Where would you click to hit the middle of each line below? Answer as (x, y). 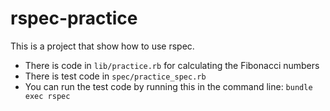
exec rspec (47, 96)
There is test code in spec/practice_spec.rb (115, 76)
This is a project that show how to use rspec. (102, 46)
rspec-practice (74, 18)
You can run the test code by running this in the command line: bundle (168, 86)
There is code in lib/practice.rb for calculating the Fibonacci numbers (172, 65)
